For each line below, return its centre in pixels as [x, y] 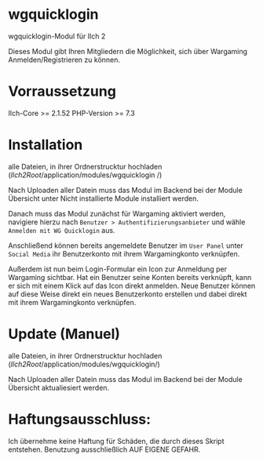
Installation [46, 145]
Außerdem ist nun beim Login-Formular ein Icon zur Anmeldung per [118, 269]
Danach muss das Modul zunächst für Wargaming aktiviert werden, [117, 213]
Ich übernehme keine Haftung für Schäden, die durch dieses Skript [117, 441]
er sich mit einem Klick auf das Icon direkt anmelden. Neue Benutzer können [132, 286]
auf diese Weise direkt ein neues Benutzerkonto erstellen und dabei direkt [128, 294]
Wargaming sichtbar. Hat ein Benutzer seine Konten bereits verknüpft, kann [130, 277]
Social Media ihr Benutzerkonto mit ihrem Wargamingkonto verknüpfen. [124, 253]
